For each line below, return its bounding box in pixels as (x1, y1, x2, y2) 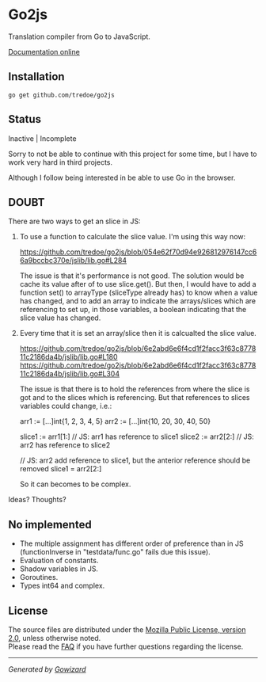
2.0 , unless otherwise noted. (8, 634, 101, 642)
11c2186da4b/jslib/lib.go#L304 (19, 369, 120, 379)
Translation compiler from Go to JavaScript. (8, 32, 150, 41)
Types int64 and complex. (19, 581, 105, 591)
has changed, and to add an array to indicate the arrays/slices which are (19, 296, 256, 306)
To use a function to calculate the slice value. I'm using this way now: (19, 232, 246, 242)
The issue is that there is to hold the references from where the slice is (19, 384, 250, 394)
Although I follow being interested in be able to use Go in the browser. (8, 173, 236, 182)
